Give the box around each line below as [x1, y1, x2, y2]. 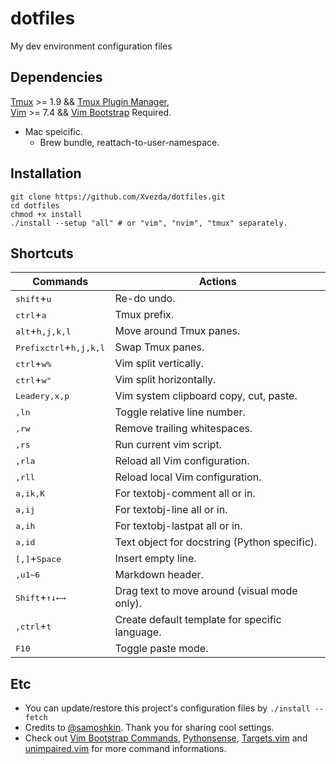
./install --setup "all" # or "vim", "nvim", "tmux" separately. [10, 218, 288, 228]
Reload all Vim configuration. [114, 454, 250, 468]
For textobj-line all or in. [114, 503, 228, 517]
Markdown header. [114, 568, 204, 582]
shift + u [15, 292, 52, 306]
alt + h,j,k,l [15, 324, 72, 338]
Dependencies [10, 69, 103, 86]
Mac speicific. [24, 125, 83, 137]
